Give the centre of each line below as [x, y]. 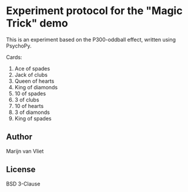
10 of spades [30, 93]
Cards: [14, 57]
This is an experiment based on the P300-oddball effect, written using [91, 39]
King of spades [33, 118]
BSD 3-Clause [23, 184]
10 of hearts [29, 106]
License [21, 169]
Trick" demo [37, 23]
